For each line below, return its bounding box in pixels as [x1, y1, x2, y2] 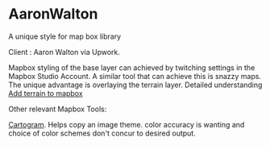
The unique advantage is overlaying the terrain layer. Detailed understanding [8, 80, 263, 90]
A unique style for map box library [8, 31, 122, 41]
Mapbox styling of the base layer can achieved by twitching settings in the [8, 62, 255, 73]
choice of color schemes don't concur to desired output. [8, 128, 196, 138]
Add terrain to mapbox [8, 88, 83, 98]
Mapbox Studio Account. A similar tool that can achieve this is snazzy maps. [8, 71, 262, 81]
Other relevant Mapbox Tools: [8, 104, 107, 114]
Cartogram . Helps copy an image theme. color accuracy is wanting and [8, 119, 245, 129]
